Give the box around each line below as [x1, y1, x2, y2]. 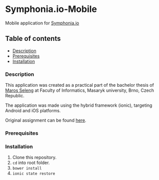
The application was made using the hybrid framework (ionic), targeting [5, 102, 153, 108]
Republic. [5, 93, 25, 99]
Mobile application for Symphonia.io [5, 20, 79, 26]
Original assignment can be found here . [5, 117, 86, 123]
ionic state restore [12, 171, 55, 177]
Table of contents [5, 34, 61, 43]
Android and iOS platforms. [5, 108, 61, 114]
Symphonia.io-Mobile [5, 3, 97, 15]
